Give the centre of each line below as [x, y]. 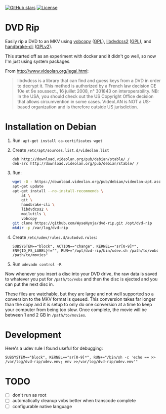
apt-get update [28, 186]
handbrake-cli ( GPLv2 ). [29, 46]
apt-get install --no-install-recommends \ [58, 191]
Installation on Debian [51, 127]
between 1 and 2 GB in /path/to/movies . [46, 315]
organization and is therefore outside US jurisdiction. [85, 107]
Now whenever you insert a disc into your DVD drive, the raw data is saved [81, 274]
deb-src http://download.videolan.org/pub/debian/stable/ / [75, 163]
